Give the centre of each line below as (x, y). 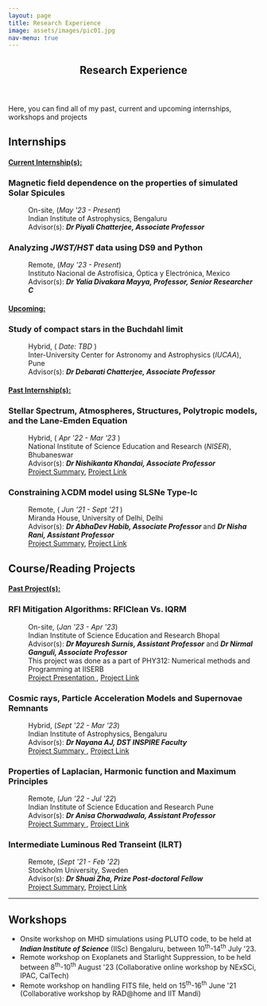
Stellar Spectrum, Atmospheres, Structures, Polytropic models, (133, 411)
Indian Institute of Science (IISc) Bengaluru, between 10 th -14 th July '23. (138, 948)
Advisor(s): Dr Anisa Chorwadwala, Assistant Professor (122, 816)
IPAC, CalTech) (44, 975)
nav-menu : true (33, 38)
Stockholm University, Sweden (78, 870)
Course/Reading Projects (72, 569)
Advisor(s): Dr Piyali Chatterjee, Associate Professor (116, 227)
